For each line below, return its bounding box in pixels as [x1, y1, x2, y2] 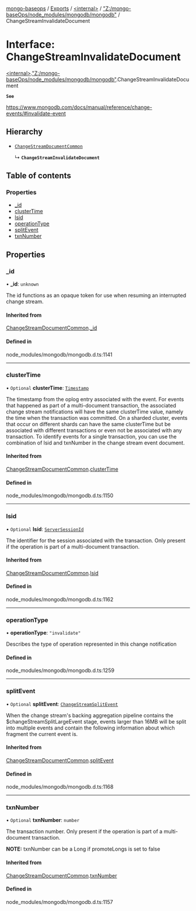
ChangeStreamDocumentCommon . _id [6, 324, 97, 331]
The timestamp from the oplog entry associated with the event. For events [6, 395, 184, 403]
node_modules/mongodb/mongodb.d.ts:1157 [6, 898, 114, 905]
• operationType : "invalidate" [6, 629, 81, 636]
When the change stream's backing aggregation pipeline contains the [6, 711, 174, 719]
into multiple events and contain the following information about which [6, 724, 175, 731]
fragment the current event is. [6, 730, 78, 737]
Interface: [6, 38, 55, 52]
